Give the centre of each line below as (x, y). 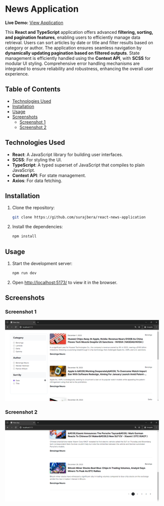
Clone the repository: (33, 208)
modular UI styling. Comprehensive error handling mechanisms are (72, 63)
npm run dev (24, 273)
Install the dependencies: (38, 227)
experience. (17, 74)
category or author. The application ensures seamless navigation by (73, 48)
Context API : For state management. (49, 175)
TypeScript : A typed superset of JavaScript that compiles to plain (78, 165)
